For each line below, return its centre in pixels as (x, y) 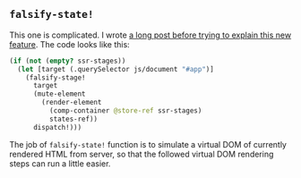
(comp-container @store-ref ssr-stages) (125, 111)
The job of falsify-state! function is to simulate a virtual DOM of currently (148, 144)
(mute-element (60, 94)
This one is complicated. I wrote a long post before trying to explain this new (150, 35)
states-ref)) (73, 119)
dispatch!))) (57, 127)
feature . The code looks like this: (69, 44)
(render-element (72, 103)
